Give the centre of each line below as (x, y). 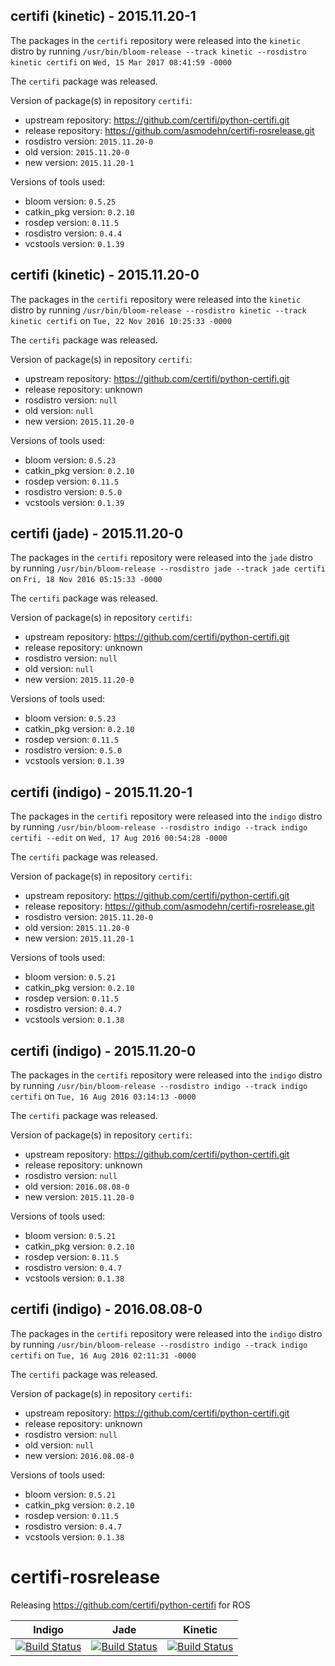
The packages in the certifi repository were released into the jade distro (161, 558)
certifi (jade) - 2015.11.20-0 (97, 534)
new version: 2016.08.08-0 (79, 1455)
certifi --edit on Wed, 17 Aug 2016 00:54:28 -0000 (119, 838)
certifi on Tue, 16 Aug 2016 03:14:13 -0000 (103, 1096)
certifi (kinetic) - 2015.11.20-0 (105, 275)
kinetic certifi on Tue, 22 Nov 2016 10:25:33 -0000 (121, 320)
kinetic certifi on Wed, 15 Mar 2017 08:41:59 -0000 (121, 61)
